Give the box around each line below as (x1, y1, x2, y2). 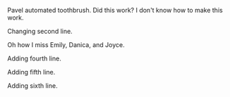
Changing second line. (7, 27, 73, 35)
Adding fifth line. (7, 68, 56, 76)
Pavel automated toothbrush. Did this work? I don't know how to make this (7, 6, 224, 14)
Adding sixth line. (7, 82, 58, 90)
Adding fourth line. (7, 54, 61, 63)
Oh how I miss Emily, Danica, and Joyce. (7, 41, 125, 48)
